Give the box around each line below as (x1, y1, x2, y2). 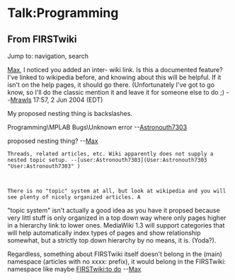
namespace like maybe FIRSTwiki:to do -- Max (7, 265, 142, 273)
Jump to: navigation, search (7, 52, 88, 60)
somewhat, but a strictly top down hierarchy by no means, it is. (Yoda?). (7, 236, 217, 245)
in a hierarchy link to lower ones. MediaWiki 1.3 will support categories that (7, 221, 225, 229)
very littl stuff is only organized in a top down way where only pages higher (7, 214, 227, 222)
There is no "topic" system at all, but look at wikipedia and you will (7, 187, 227, 194)
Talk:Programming (7, 5, 119, 21)
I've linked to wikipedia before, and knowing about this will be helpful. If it (7, 73, 222, 81)
